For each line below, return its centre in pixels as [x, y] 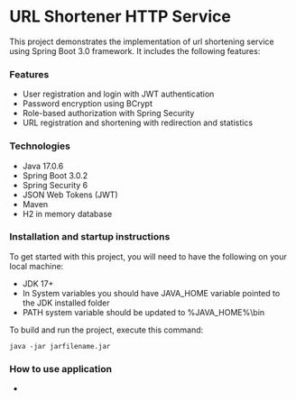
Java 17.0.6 [43, 166]
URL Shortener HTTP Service [120, 17]
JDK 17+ [38, 283]
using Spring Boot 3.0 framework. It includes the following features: [135, 50]
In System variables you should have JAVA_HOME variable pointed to [151, 293]
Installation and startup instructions [90, 237]
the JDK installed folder [66, 303]
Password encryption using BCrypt [88, 104]
